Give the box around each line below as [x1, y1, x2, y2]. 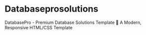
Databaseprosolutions [4, 3, 99, 15]
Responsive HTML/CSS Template [4, 24, 73, 30]
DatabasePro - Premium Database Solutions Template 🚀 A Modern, [4, 19, 142, 25]
